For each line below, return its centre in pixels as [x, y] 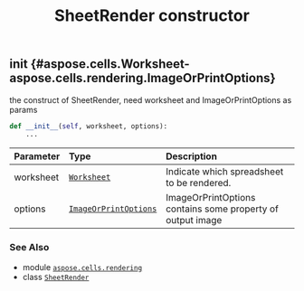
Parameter [37, 156]
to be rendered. [199, 183]
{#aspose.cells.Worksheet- [110, 64]
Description [191, 156]
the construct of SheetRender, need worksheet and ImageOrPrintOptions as [151, 99]
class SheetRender [56, 277]
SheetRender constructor [152, 16]
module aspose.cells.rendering [82, 267]
